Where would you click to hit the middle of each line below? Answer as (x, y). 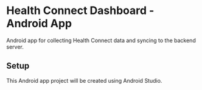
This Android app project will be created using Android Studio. (84, 80)
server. (15, 47)
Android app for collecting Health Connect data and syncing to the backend (101, 40)
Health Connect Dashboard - (80, 11)
